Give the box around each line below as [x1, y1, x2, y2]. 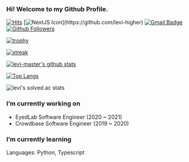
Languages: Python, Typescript [6, 149, 85, 156]
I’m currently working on [6, 99, 81, 108]
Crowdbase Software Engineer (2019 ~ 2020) [15, 119, 129, 127]
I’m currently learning [6, 135, 72, 143]
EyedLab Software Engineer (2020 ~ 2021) [15, 113, 123, 121]
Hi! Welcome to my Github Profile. [6, 5, 108, 13]
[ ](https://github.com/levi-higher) [23, 19, 144, 26]
